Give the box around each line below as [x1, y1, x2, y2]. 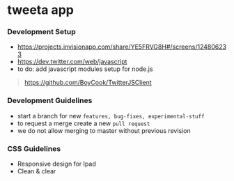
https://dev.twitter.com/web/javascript [17, 58, 127, 66]
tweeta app [7, 2, 75, 18]
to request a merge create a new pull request [17, 119, 150, 127]
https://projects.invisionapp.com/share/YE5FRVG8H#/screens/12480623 [17, 42, 227, 51]
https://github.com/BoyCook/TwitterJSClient [24, 79, 152, 87]
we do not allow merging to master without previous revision [17, 126, 191, 134]
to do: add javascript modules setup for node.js [17, 65, 153, 73]
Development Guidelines [7, 96, 93, 106]
